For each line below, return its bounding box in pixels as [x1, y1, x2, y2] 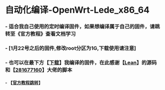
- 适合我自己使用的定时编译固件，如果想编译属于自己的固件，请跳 [5, 23, 160, 30]
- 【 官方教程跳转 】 [5, 79, 43, 86]
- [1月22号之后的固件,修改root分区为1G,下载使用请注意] [5, 45, 136, 52]
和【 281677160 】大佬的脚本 [5, 67, 72, 73]
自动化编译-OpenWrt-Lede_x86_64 [5, 4, 150, 16]
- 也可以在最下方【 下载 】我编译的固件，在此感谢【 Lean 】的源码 [5, 59, 157, 66]
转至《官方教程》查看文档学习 [5, 30, 76, 37]
